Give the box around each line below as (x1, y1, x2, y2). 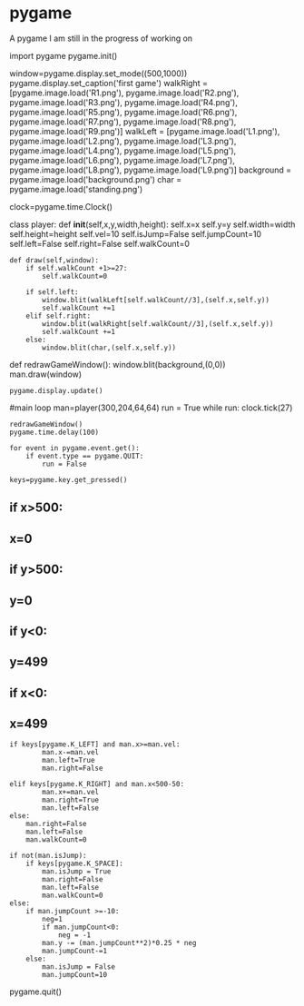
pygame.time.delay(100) (9, 428, 100, 437)
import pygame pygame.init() (9, 50, 118, 61)
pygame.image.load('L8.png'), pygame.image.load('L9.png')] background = (9, 164, 292, 175)
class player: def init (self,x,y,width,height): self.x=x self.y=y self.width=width (9, 219, 296, 230)
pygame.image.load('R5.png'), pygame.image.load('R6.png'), (9, 106, 238, 117)
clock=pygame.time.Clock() (9, 201, 113, 212)
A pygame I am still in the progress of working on (9, 33, 193, 44)
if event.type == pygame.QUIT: (25, 451, 144, 460)
